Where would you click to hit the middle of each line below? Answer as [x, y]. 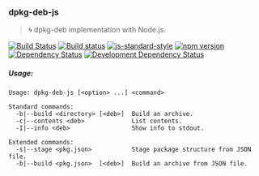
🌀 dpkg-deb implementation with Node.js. [97, 30]
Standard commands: [41, 107]
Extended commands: [41, 143]
